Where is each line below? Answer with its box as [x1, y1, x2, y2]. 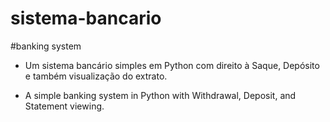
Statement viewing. [24, 100, 105, 112]
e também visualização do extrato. [24, 70, 168, 82]
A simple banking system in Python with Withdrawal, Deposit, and [24, 89, 297, 101]
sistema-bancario [10, 7, 162, 30]
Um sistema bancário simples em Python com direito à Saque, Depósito [24, 59, 320, 71]
